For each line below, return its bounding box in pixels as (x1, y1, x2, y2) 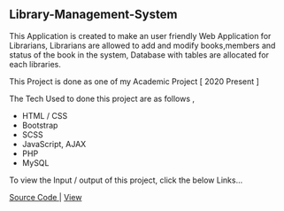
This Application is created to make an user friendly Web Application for (9, 30, 272, 41)
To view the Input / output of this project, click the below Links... (9, 175, 243, 185)
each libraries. (9, 59, 62, 69)
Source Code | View (9, 191, 82, 202)
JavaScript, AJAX (21, 138, 87, 149)
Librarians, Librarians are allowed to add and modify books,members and (9, 40, 276, 51)
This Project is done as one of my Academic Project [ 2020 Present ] (9, 75, 259, 87)
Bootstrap (21, 120, 58, 130)
